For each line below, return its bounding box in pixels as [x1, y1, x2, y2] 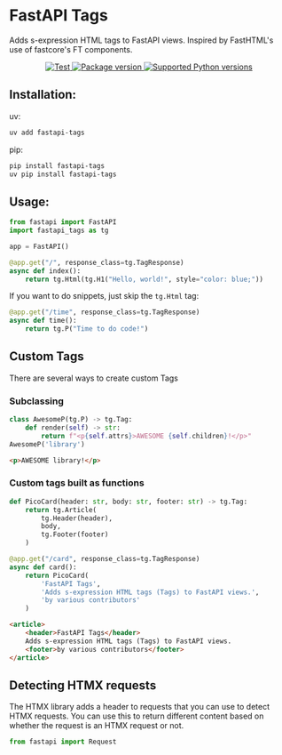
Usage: [9, 194, 51, 209]
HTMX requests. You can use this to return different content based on [9, 711, 264, 721]
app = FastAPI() [9, 242, 69, 251]
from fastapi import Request [9, 737, 117, 747]
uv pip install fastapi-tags [9, 170, 117, 179]
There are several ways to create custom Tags [9, 373, 179, 383]
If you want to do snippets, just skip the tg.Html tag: [9, 291, 200, 301]
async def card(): [9, 562, 77, 572]
